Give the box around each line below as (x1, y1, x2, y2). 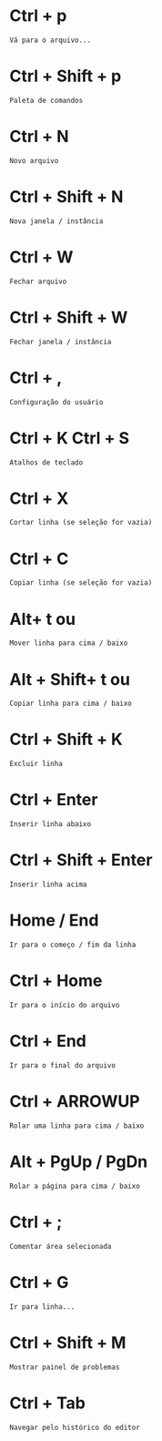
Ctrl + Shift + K (9, 730, 123, 750)
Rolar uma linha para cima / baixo (9, 1121, 145, 1130)
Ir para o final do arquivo (9, 1060, 116, 1070)
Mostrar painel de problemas (9, 1363, 120, 1372)
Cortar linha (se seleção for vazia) (9, 518, 153, 527)
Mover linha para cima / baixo (9, 639, 128, 648)
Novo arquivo (9, 156, 59, 165)
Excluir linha (9, 760, 64, 769)
